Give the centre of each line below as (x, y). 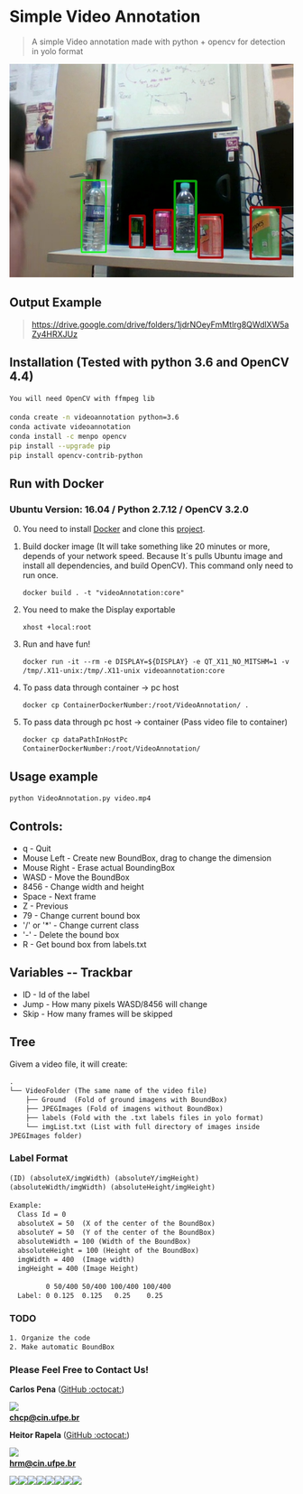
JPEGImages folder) (46, 1135)
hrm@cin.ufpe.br (43, 1463)
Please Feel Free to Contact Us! (79, 1370)
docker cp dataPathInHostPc (75, 740)
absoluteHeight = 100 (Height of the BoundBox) (109, 1250)
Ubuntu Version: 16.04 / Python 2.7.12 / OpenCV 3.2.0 (129, 509)
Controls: (36, 827)
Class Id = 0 (42, 1214)
